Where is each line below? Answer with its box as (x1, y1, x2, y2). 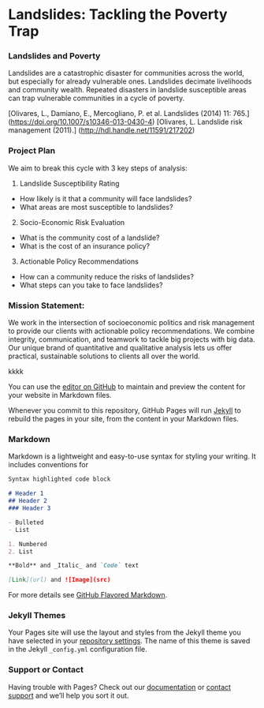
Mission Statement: (8, 300, 85, 311)
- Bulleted (8, 519, 44, 526)
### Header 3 (8, 504, 51, 512)
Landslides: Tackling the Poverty (8, 6, 228, 24)
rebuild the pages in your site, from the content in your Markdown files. (8, 414, 239, 424)
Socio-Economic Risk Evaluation (19, 217, 125, 227)
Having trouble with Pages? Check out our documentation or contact (8, 682, 231, 691)
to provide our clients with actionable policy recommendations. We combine (8, 326, 255, 336)
